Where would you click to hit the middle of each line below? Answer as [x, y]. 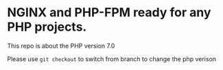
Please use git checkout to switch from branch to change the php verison [112, 58]
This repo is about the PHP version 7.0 [61, 46]
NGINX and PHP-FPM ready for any [109, 13]
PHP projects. [47, 27]
